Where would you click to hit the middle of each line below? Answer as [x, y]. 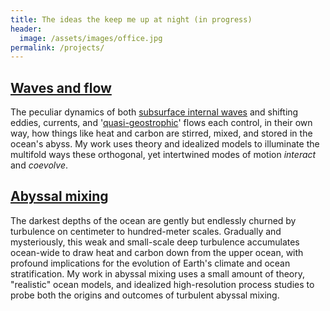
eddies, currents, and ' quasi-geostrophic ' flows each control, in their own [161, 123]
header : [26, 29]
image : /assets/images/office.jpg [91, 38]
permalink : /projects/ [57, 47]
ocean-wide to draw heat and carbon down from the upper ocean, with [157, 252]
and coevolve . [39, 165]
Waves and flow [61, 87]
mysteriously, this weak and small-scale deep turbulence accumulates [155, 242]
